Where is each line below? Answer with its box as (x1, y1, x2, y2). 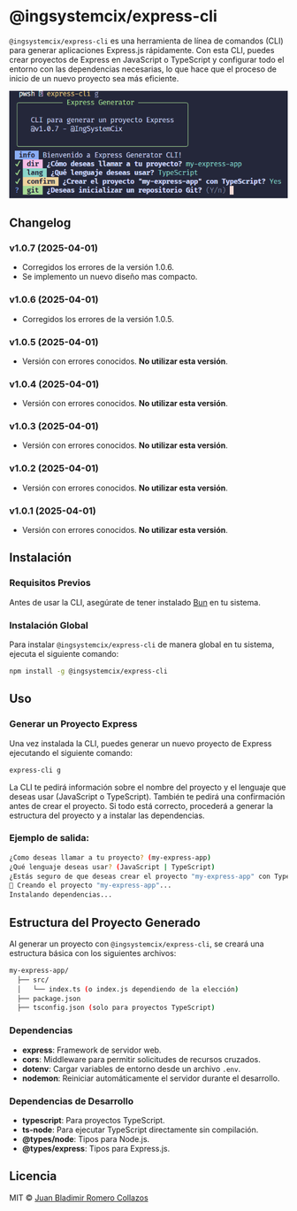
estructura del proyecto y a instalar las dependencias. (9, 810, 205, 821)
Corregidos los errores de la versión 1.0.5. (21, 313, 175, 324)
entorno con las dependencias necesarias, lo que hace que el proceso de (9, 64, 277, 74)
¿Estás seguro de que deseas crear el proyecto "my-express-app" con (9, 872, 271, 881)
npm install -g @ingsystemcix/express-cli (9, 667, 168, 676)
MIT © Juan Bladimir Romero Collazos (9, 1192, 148, 1203)
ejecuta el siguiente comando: (9, 649, 119, 659)
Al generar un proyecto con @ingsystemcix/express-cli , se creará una (9, 938, 264, 949)
